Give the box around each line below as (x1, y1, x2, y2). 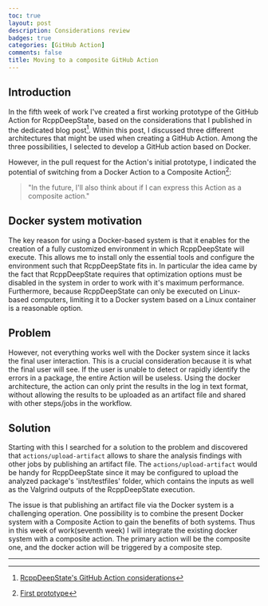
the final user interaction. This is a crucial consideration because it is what (8, 356, 252, 365)
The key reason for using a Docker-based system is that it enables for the (8, 235, 250, 245)
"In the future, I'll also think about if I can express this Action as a (27, 183, 242, 192)
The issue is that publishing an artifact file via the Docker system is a (8, 500, 235, 510)
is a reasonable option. (8, 303, 84, 313)
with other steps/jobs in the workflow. (8, 398, 132, 407)
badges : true (8, 33, 52, 42)
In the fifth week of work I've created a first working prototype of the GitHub (8, 107, 259, 116)
